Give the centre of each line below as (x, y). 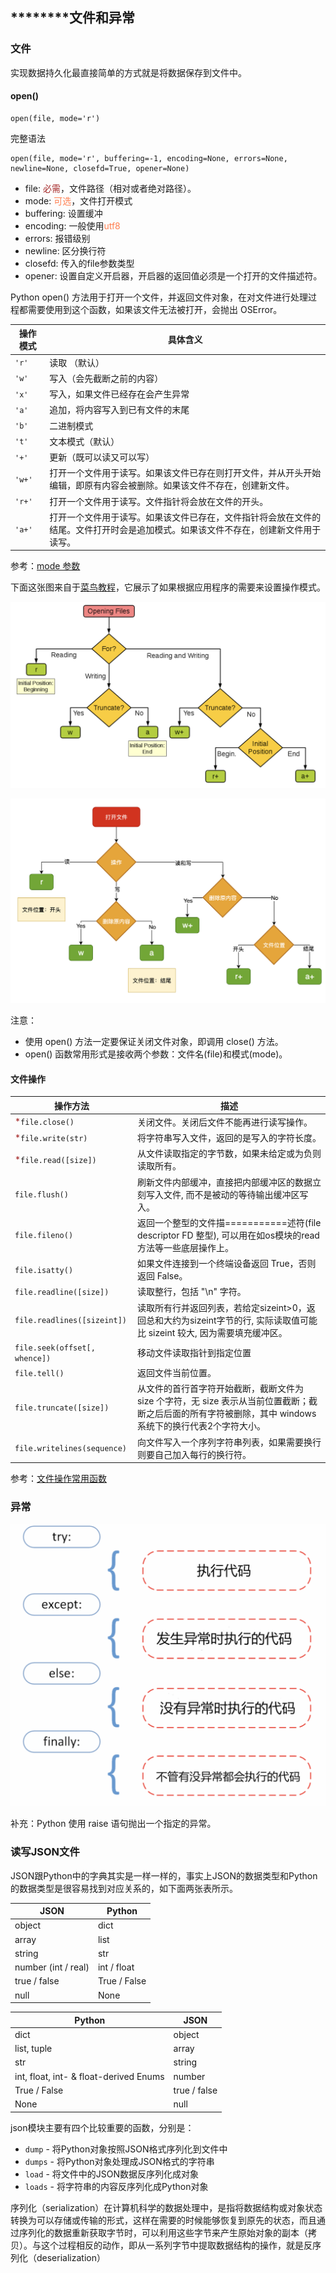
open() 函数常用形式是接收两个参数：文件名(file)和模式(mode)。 (156, 1054)
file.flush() (41, 1195)
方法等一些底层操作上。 (185, 1247)
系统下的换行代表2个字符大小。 (201, 1426)
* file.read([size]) (55, 1159)
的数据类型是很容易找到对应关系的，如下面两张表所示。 (124, 1888)
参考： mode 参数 (45, 566)
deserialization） (71, 2257)
